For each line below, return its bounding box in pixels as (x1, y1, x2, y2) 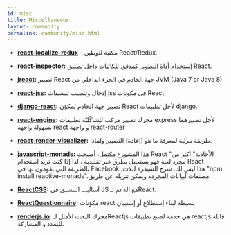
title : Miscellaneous (7, 17, 70, 24)
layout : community (7, 23, 60, 30)
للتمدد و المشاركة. (17, 220, 64, 228)
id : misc (7, 10, 33, 17)
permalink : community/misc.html (7, 29, 100, 37)
